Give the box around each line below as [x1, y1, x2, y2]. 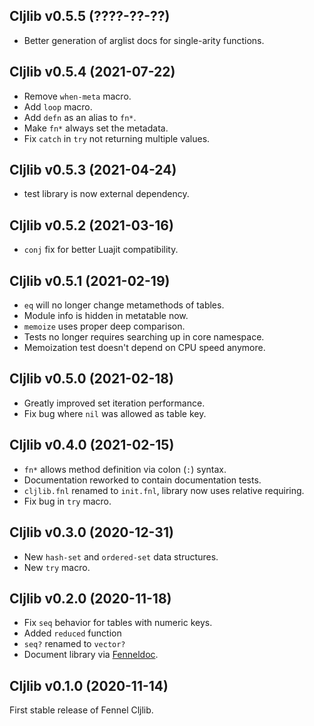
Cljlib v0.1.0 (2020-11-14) [9, 677, 169, 694]
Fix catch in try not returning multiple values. [23, 132, 211, 144]
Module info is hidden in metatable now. [23, 310, 189, 322]
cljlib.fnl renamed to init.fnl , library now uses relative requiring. [23, 484, 305, 496]
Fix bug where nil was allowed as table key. [23, 407, 207, 419]
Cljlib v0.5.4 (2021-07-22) [9, 64, 176, 81]
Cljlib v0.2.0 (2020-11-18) [9, 590, 172, 607]
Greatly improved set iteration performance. [23, 397, 206, 409]
